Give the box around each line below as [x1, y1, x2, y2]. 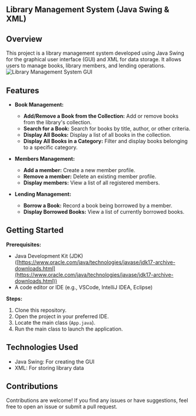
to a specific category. [23, 144, 78, 151]
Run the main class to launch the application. [14, 325, 123, 332]
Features [6, 85, 39, 95]
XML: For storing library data [14, 364, 84, 371]
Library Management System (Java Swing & [6, 5, 170, 15]
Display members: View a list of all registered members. [23, 179, 160, 186]
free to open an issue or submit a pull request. [6, 403, 117, 410]
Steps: [6, 295, 22, 302]
